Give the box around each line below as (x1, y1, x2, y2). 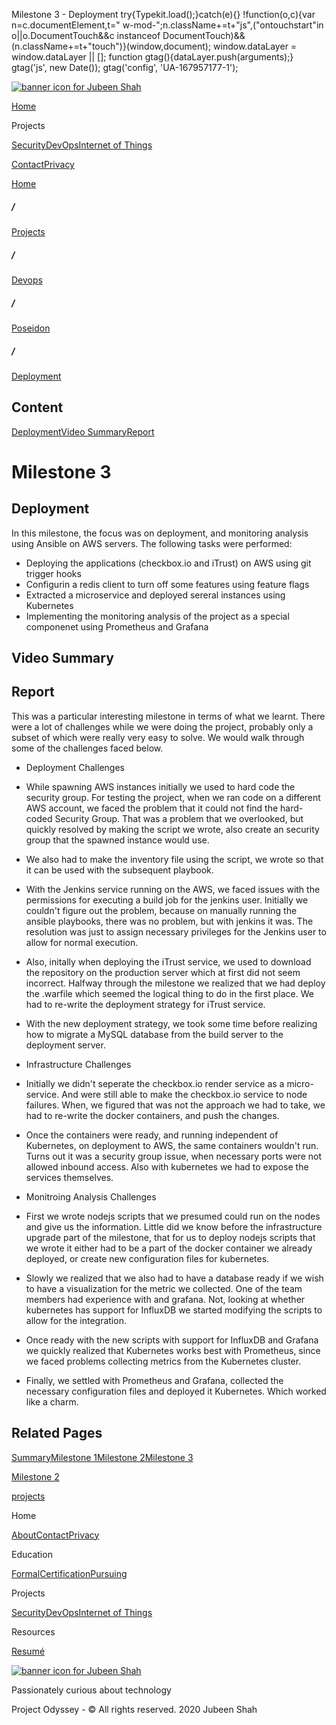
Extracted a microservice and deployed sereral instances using (25, 589, 286, 601)
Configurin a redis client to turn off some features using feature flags (25, 578, 310, 590)
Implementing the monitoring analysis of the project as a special (25, 610, 290, 622)
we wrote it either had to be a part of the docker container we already (25, 1242, 313, 1254)
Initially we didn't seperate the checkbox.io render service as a (25, 1077, 285, 1089)
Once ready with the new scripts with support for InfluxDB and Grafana (25, 1334, 319, 1346)
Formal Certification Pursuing (11, 1567, 128, 1579)
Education (11, 1548, 53, 1560)
